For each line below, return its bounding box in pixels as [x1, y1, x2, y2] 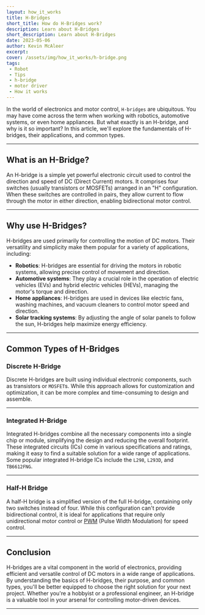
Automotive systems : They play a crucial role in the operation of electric [15, 275, 199, 282]
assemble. [6, 395, 32, 403]
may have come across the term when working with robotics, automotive [6, 111, 190, 119]
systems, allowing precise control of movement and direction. [15, 268, 171, 275]
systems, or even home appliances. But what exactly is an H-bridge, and [6, 118, 189, 125]
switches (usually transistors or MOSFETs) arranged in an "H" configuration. [6, 184, 198, 192]
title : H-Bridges [6, 15, 51, 21]
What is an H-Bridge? [6, 155, 90, 165]
